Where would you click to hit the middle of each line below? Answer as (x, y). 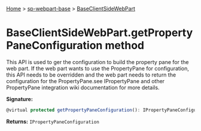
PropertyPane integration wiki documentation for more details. (83, 87)
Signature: (19, 99)
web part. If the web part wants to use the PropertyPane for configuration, (98, 68)
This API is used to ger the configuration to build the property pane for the (98, 62)
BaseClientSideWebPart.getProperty (100, 33)
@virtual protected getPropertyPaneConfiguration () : (73, 110)
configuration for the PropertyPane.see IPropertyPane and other (86, 81)
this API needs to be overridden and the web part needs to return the (91, 75)
